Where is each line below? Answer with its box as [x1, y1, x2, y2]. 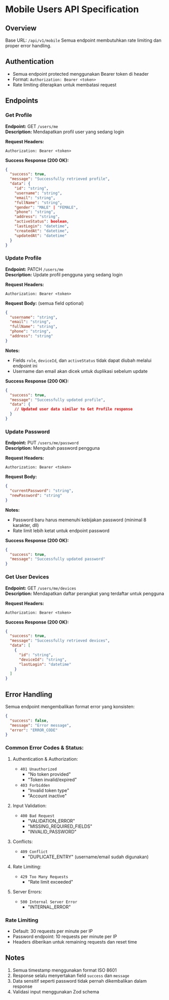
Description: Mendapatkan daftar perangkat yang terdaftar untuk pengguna [5, 590, 164, 597]
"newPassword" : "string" [10, 493, 62, 498]
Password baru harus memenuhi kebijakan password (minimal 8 [12, 517, 147, 523]
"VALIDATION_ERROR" [27, 818, 75, 824]
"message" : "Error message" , [10, 723, 72, 728]
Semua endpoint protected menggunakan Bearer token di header [12, 71, 149, 77]
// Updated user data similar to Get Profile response [14, 407, 133, 412]
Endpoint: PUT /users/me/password [5, 440, 79, 446]
